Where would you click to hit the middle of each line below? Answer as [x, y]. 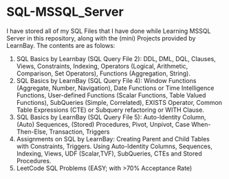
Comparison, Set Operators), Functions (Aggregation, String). [103, 73]
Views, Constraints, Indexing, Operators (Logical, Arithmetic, [102, 66]
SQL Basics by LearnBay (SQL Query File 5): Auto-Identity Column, [111, 117]
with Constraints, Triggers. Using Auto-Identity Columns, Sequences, [114, 146]
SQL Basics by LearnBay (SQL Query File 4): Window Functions [106, 80]
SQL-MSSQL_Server [65, 12]
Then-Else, [32, 132]
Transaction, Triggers [79, 132]
